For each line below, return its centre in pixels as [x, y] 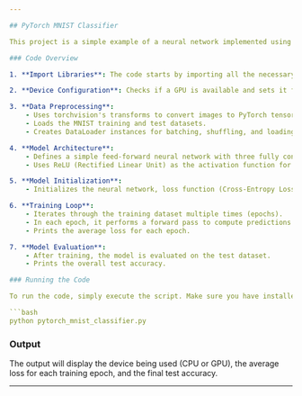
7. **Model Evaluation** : [58, 247]
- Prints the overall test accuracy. [96, 264]
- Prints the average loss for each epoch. [108, 230]
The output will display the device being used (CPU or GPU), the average [144, 364]
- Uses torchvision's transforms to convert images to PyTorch [147, 115]
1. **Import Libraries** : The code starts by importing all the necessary [152, 74]
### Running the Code [50, 280]
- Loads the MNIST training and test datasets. [116, 123]
